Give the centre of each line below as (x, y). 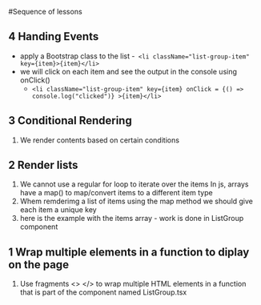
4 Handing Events (54, 36)
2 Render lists (43, 165)
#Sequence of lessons (45, 12)
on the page (39, 265)
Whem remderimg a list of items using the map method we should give (137, 201)
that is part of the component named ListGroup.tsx (103, 292)
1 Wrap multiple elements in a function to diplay (129, 252)
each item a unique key (58, 210)
